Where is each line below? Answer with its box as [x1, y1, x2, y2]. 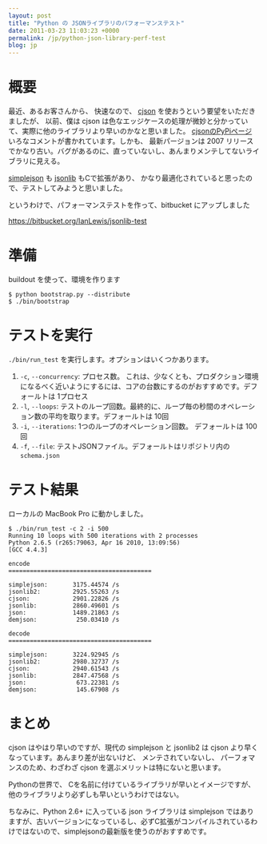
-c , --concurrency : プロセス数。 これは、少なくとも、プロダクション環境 [19, 371, 259, 380]
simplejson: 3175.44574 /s [8, 580, 120, 588]
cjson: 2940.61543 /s [8, 664, 120, 672]
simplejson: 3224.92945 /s [8, 651, 120, 659]
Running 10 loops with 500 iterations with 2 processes [8, 531, 198, 539]
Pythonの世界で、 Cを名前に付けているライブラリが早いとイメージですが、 [8, 779, 256, 789]
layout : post [8, 11, 52, 20]
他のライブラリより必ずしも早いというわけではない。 [8, 789, 184, 799]
